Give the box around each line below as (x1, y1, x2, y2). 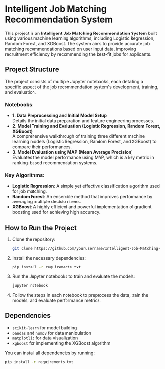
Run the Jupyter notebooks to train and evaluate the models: (12, 273, 135, 279)
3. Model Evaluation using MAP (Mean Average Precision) (12, 149, 133, 155)
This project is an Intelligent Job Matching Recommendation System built (5, 30, 157, 36)
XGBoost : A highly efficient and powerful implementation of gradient (12, 204, 152, 210)
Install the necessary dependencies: (12, 255, 86, 261)
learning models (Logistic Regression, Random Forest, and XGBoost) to (12, 139, 157, 145)
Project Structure (5, 66, 59, 74)
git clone (12, 246, 33, 251)
